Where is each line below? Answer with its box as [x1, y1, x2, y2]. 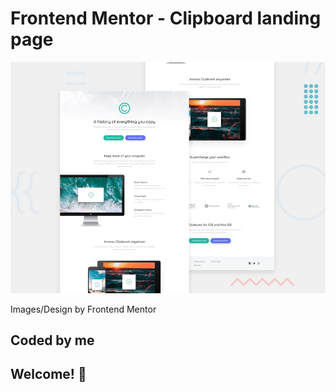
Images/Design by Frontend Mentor [10, 303, 157, 315]
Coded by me [10, 332, 95, 349]
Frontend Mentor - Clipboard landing [10, 7, 322, 30]
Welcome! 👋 [10, 366, 87, 383]
